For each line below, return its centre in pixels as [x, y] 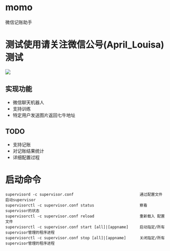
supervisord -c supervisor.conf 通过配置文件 [84, 195]
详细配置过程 [26, 157]
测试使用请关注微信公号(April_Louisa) [85, 45]
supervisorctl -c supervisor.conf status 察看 [76, 206]
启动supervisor [21, 200]
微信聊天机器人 [28, 102]
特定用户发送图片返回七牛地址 [44, 115]
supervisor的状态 [22, 211]
